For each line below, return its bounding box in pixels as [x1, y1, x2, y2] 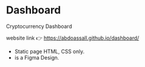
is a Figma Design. [14, 54, 60, 61]
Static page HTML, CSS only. [14, 48, 85, 55]
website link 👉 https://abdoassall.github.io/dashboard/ [6, 34, 139, 41]
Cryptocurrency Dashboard [6, 23, 72, 30]
